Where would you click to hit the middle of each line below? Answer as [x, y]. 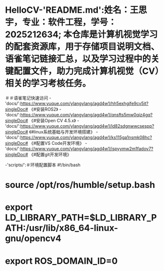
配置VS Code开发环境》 [60, 143]
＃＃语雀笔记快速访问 [26, 98]
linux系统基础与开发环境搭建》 [64, 132]
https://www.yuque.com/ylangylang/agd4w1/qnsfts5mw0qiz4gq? [86, 114]
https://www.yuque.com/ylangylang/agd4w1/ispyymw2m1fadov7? [87, 148]
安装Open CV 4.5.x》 [56, 120]
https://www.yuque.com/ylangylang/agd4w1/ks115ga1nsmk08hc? [86, 137]
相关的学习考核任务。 [48, 83]
